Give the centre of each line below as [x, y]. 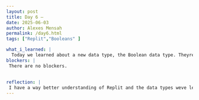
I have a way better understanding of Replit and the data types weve [97, 88]
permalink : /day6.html [34, 34]
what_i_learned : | [29, 50]
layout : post [22, 11]
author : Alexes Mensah [34, 28]
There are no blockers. [38, 66]
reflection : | [24, 82]
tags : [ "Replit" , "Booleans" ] [44, 39]
